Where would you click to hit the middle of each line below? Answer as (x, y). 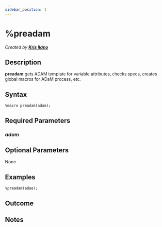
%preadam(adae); (21, 188)
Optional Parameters (37, 150)
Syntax (16, 95)
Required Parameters (38, 120)
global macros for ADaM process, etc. (43, 79)
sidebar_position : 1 (26, 9)
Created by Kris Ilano (27, 47)
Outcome (19, 203)
